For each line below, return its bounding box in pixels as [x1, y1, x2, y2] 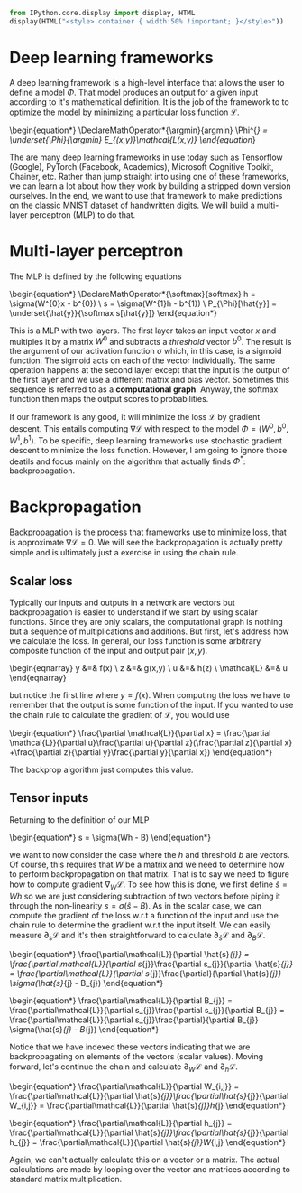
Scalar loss [9, 573, 74, 589]
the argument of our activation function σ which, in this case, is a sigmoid [9, 346, 282, 357]
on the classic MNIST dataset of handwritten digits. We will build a [9, 200, 255, 210]
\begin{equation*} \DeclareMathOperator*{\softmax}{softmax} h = [9, 288, 257, 299]
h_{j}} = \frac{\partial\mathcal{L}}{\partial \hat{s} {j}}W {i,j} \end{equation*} [9, 1137, 287, 1148]
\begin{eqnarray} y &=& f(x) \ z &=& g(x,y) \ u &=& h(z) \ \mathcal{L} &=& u [9, 663, 288, 673]
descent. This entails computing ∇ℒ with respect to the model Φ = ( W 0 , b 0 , [9, 422, 288, 433]
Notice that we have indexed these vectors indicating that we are [9, 1041, 251, 1052]
